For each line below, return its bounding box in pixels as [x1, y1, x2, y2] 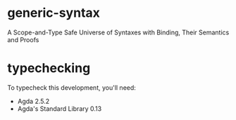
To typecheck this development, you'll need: [7, 83, 136, 92]
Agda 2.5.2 [17, 97, 50, 105]
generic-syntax [7, 5, 101, 21]
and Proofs [7, 35, 39, 44]
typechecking [7, 60, 91, 76]
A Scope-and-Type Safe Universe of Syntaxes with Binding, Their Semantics [7, 28, 230, 36]
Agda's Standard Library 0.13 [17, 104, 102, 113]
